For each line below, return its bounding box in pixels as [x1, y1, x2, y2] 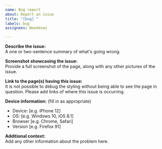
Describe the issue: [5, 43, 46, 49]
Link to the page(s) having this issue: [5, 78, 82, 84]
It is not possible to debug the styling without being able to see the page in [5, 83, 157, 89]
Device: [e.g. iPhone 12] [12, 108, 61, 114]
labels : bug [5, 21, 30, 26]
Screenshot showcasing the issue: [5, 58, 78, 64]
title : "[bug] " [5, 16, 39, 21]
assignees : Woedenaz [5, 26, 48, 31]
